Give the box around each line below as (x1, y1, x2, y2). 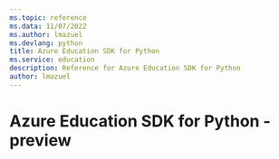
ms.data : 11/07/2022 (9, 22, 88, 31)
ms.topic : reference (9, 13, 88, 23)
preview (9, 130, 72, 150)
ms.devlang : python (9, 38, 83, 48)
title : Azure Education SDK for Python (9, 47, 160, 56)
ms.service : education (9, 55, 95, 64)
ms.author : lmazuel (9, 30, 83, 39)
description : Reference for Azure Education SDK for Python (9, 64, 242, 73)
